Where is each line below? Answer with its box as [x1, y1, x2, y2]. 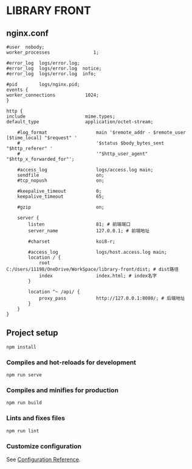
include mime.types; [6, 113, 115, 120]
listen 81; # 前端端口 [28, 221, 131, 227]
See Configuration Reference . [6, 456, 81, 463]
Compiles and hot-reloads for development [6, 358, 137, 367]
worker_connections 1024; [6, 92, 99, 98]
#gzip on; [17, 204, 105, 210]
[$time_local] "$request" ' [6, 135, 78, 141]
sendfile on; [17, 172, 105, 178]
